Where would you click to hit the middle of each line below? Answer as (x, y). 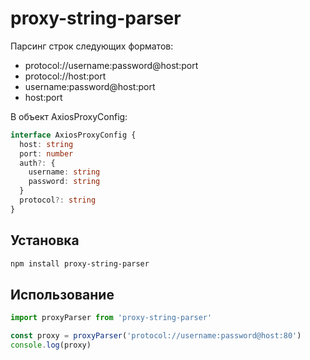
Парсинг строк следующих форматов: (92, 46)
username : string (64, 172)
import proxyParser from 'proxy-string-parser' (111, 318)
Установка (45, 240)
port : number (46, 153)
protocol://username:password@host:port (111, 65)
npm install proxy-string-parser (80, 263)
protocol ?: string (58, 200)
